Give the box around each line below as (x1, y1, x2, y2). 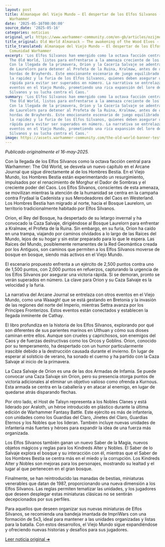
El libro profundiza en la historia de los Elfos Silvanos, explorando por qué (5, 322, 154, 328)
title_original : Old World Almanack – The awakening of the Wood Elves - (5, 39, 160, 44)
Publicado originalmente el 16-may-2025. (5, 149, 89, 155)
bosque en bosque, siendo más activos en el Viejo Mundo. (5, 252, 124, 257)
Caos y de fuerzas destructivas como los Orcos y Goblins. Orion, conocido (5, 338, 157, 344)
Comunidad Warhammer (9, 48, 52, 53)
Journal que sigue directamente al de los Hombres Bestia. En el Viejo (5, 169, 145, 175)
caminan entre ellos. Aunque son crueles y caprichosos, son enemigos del (5, 333, 156, 339)
